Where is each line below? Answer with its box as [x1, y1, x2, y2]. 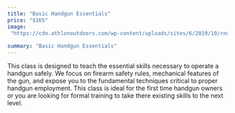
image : [7, 23, 27, 30]
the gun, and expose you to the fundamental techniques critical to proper [7, 77, 218, 84]
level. [7, 99, 23, 107]
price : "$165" [7, 17, 49, 24]
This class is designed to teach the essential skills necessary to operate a [7, 62, 219, 70]
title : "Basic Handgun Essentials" [7, 10, 111, 17]
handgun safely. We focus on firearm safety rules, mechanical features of [7, 69, 219, 77]
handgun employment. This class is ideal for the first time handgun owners [7, 84, 223, 92]
